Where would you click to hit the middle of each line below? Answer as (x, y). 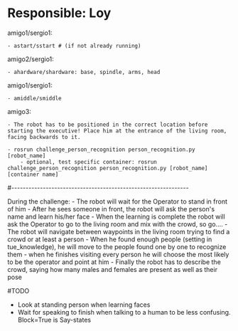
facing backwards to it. (44, 137)
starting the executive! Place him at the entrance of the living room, (117, 131)
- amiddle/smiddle (34, 98)
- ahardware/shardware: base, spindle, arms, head (84, 72)
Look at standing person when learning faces (84, 305)
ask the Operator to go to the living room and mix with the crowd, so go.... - (118, 224)
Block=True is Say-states (54, 320)
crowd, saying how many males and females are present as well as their (113, 269)
